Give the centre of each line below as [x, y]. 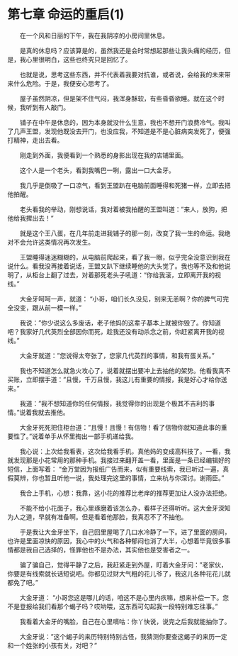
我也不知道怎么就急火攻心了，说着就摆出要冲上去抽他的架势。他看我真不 [125, 370]
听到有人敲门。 [47, 107]
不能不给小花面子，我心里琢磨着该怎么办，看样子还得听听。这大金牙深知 [125, 508]
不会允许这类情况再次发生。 [53, 242]
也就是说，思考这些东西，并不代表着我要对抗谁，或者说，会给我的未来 [122, 74]
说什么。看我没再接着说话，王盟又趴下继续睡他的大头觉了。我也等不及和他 [116, 266]
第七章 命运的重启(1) [66, 15]
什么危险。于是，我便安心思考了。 [63, 83]
